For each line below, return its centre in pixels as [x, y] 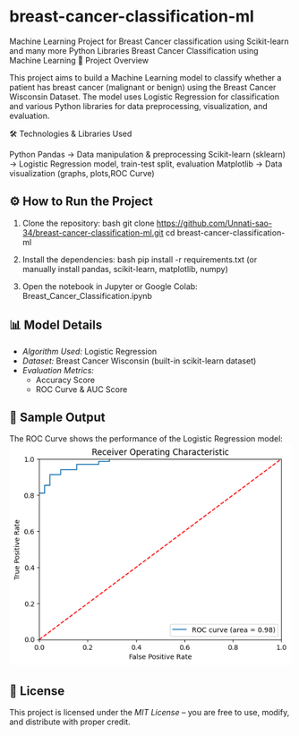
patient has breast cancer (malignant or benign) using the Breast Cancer [143, 87]
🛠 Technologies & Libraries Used [71, 133]
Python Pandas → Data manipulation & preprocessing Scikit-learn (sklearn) [148, 154]
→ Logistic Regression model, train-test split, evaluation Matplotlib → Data [146, 164]
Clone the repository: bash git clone [88, 223]
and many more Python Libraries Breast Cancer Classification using [134, 50]
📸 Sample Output [57, 417]
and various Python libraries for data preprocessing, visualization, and [139, 106]
